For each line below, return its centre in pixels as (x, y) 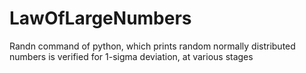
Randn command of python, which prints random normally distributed (152, 46)
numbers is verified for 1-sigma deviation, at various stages (131, 56)
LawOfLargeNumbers (100, 18)
